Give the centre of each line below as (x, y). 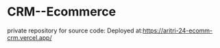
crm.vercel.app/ (30, 37)
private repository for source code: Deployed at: (75, 30)
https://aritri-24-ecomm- (178, 30)
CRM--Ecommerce (62, 12)
